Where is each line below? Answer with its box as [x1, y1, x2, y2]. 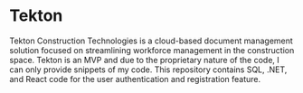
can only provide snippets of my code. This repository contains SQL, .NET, [9, 64, 288, 75]
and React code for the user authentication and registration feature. [9, 73, 261, 84]
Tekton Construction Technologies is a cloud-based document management [9, 35, 294, 46]
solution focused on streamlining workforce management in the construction [9, 44, 295, 55]
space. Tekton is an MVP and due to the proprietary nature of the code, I [9, 54, 280, 65]
